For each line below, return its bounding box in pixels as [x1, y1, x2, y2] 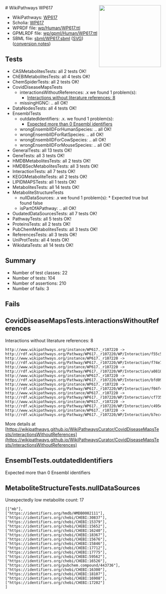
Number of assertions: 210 [12, 280, 67, 286]
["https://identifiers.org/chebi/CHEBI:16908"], [5, 576, 107, 581]
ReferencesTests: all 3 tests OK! [12, 232, 78, 238]
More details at [5, 421, 36, 427]
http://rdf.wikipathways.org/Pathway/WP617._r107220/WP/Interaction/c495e [5, 404, 163, 409]
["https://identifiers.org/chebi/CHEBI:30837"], [5, 515, 107, 520]
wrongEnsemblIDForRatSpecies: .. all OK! [19, 131, 104, 137]
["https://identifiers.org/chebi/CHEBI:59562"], [5, 554, 107, 559]
